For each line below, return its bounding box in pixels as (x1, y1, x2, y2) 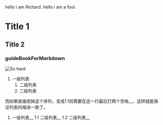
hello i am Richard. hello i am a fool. (5, 4, 76, 10)
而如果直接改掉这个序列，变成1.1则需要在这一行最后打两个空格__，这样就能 (5, 98, 154, 104)
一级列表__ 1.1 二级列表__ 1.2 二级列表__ (12, 114, 90, 120)
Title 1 (5, 21, 30, 32)
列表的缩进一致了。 (9, 104, 48, 110)
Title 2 (5, 40, 25, 48)
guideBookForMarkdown (5, 55, 65, 62)
